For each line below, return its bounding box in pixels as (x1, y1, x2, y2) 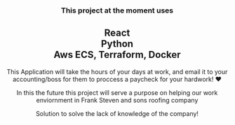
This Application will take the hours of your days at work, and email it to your (6, 67, 228, 75)
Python (100, 38, 134, 50)
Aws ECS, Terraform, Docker (53, 49, 181, 61)
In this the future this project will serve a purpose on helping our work (16, 88, 218, 96)
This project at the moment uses (61, 6, 173, 15)
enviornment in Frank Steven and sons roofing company (36, 96, 199, 104)
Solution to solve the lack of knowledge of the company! (35, 109, 199, 117)
